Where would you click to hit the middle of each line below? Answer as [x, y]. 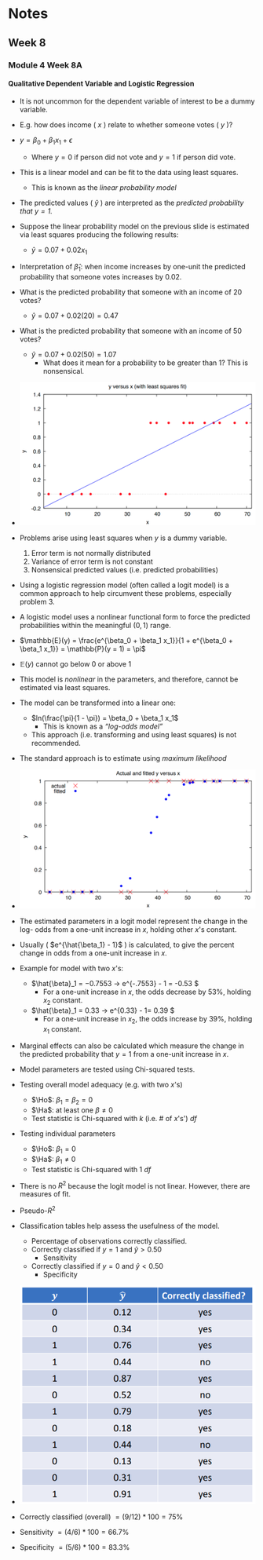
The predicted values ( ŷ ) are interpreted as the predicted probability [131, 203]
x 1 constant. [62, 1030]
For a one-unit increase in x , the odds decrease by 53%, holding [147, 992]
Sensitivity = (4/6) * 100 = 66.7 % [74, 1532]
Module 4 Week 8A [45, 65]
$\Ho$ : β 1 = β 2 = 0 [62, 1101]
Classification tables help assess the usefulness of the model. [119, 1226]
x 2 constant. [63, 1001]
